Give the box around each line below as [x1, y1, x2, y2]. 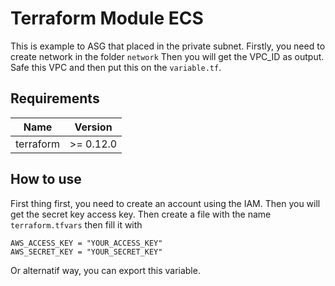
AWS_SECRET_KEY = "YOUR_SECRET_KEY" [10, 247, 163, 257]
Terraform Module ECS [10, 7, 204, 30]
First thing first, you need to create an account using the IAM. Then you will [10, 197, 321, 209]
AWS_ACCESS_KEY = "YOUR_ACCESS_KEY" [10, 238, 163, 248]
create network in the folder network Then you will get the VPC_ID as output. [10, 50, 325, 62]
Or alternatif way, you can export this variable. [10, 264, 201, 276]
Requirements [10, 90, 100, 107]
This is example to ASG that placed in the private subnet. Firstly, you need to [10, 40, 326, 52]
